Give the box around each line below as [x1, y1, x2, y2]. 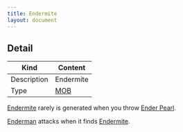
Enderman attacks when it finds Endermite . [7, 117, 130, 126]
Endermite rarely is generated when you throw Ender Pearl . [7, 104, 177, 112]
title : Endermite [7, 10, 58, 17]
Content [58, 63, 86, 73]
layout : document [7, 17, 58, 24]
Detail [7, 42, 33, 54]
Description [10, 74, 49, 84]
